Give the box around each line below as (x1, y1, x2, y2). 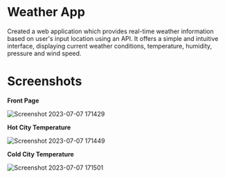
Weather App (7, 4, 85, 20)
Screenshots (7, 73, 82, 89)
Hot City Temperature (7, 123, 71, 132)
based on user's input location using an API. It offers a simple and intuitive (7, 34, 219, 42)
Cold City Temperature (7, 150, 74, 158)
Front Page (7, 96, 39, 105)
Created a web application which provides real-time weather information (7, 27, 214, 35)
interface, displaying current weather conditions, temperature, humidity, (7, 42, 213, 50)
